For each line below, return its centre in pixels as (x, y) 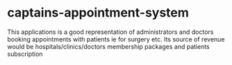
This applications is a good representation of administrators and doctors (110, 32)
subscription (25, 54)
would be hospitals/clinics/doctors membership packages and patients (108, 46)
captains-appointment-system (98, 13)
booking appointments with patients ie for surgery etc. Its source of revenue (116, 39)
